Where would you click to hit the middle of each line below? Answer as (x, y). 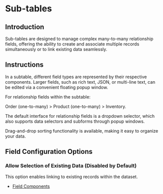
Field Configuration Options (49, 152)
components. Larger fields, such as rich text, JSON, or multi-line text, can (80, 82)
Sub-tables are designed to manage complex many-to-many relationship (79, 39)
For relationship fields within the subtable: (48, 97)
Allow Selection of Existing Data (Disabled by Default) (71, 166)
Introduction (25, 27)
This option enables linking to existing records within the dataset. (71, 177)
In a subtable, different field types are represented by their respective (76, 77)
